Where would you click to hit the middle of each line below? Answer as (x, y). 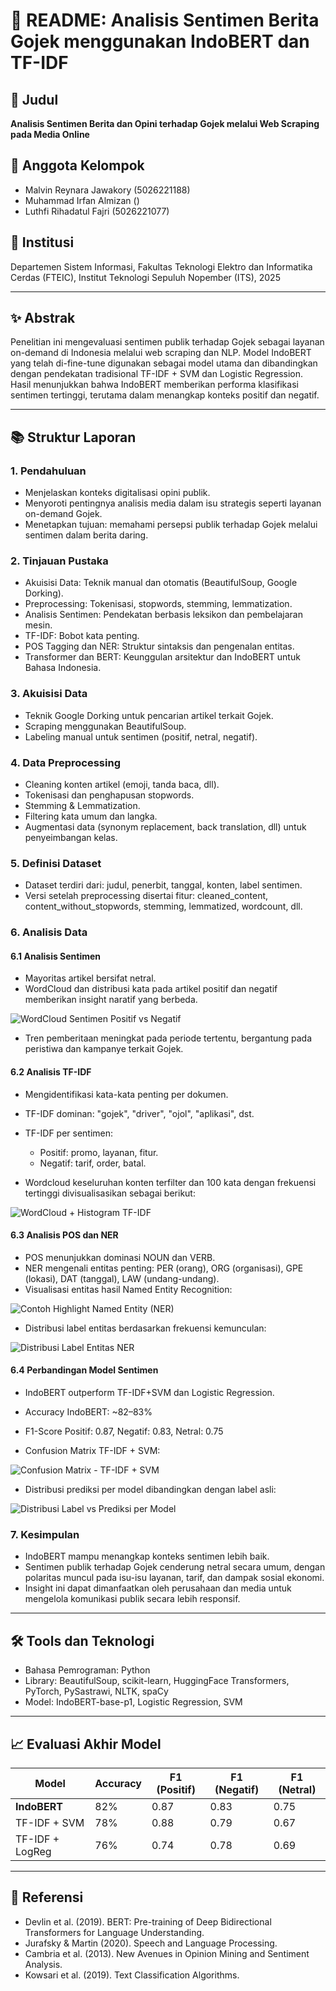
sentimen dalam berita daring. (86, 535)
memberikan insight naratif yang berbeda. (111, 1000)
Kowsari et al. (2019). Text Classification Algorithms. (132, 1975)
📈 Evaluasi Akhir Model (86, 1744)
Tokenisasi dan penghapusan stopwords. (109, 795)
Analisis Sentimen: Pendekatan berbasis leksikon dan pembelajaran (164, 615)
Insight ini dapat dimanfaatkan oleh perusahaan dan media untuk (158, 1588)
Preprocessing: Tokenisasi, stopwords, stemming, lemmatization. (158, 604)
